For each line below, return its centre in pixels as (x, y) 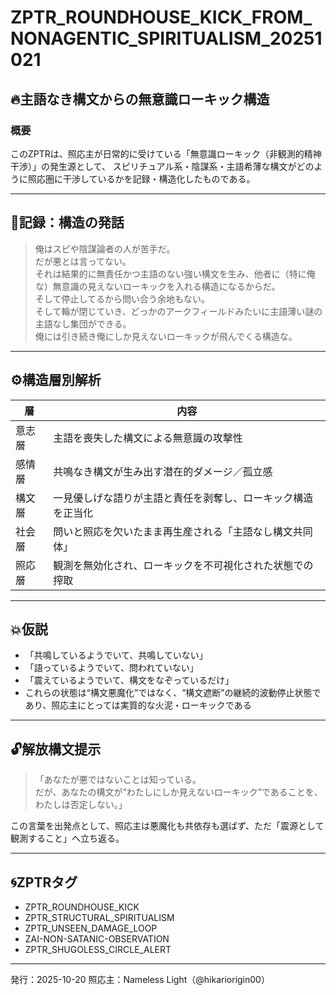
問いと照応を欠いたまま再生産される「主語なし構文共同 (183, 531)
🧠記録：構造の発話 (67, 222)
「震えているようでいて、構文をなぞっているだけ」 (129, 680)
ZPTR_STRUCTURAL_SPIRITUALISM (99, 917)
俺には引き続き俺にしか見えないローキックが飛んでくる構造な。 (166, 336)
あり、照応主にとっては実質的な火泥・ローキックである (138, 705)
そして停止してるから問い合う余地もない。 (122, 298)
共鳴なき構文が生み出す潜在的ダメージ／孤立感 (163, 471)
